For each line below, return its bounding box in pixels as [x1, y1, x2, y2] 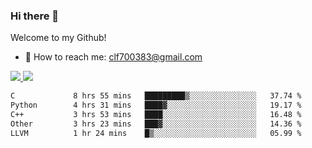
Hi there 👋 [10, 9, 60, 23]
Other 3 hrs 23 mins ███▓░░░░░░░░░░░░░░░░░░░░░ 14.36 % [10, 119, 302, 129]
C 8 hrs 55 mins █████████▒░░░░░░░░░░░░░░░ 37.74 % [10, 91, 302, 101]
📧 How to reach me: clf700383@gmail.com [24, 51, 203, 63]
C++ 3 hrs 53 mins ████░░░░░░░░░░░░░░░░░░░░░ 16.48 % [10, 110, 302, 120]
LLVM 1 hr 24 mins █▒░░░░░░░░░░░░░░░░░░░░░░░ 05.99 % [10, 128, 302, 138]
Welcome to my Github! [10, 32, 107, 44]
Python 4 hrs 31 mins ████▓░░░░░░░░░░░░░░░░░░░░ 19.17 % [10, 100, 302, 111]
